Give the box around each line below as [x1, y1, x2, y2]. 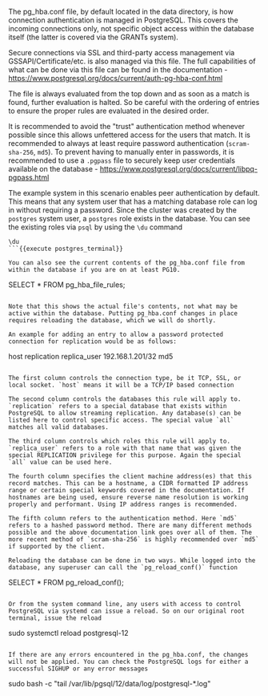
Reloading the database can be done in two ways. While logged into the [8, 556, 256, 564]
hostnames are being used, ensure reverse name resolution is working [8, 493, 249, 501]
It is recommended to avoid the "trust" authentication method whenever [8, 122, 246, 131]
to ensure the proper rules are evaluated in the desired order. [8, 106, 210, 115]
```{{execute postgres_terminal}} [8, 245, 124, 253]
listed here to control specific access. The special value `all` [8, 416, 234, 424]
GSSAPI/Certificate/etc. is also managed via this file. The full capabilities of [8, 56, 256, 66]
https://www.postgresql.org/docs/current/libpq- [99, 164, 258, 173]
